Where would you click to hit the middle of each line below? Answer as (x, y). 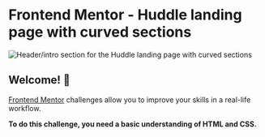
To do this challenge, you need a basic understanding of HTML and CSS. (132, 124)
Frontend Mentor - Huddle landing (125, 15)
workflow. (25, 108)
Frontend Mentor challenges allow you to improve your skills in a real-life (130, 100)
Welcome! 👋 (39, 80)
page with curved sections (100, 32)
